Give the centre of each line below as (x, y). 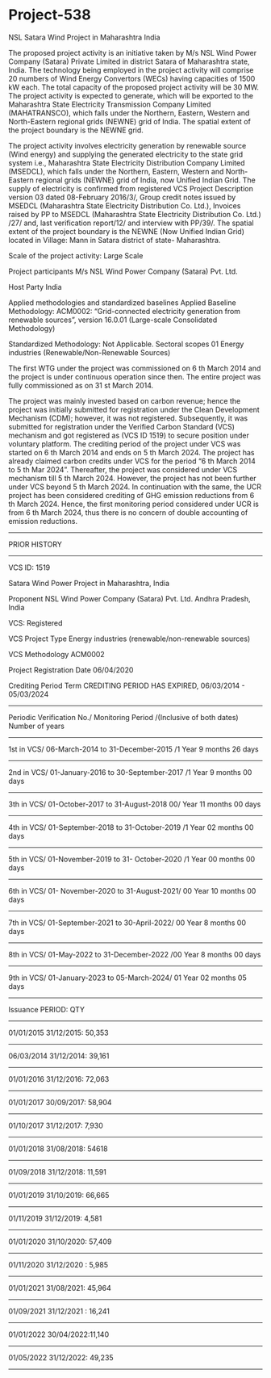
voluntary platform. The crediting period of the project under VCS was (125, 444)
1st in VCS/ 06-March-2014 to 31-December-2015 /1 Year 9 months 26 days (134, 749)
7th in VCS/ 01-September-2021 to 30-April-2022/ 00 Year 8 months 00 (127, 923)
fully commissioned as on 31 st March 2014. (81, 385)
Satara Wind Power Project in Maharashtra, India (89, 583)
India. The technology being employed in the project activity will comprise (131, 69)
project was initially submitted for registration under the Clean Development (134, 409)
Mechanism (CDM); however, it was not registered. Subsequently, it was (128, 418)
